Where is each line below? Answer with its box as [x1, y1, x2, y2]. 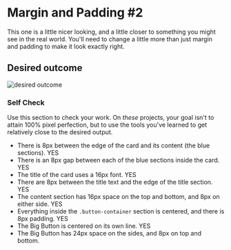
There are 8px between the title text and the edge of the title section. [17, 178, 213, 187]
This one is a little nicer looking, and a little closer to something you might [7, 28, 216, 36]
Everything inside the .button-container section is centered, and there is [17, 207, 225, 216]
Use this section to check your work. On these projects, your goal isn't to [7, 114, 214, 122]
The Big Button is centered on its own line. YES [17, 222, 151, 230]
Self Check [7, 98, 45, 107]
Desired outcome [7, 62, 83, 74]
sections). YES [17, 149, 59, 157]
